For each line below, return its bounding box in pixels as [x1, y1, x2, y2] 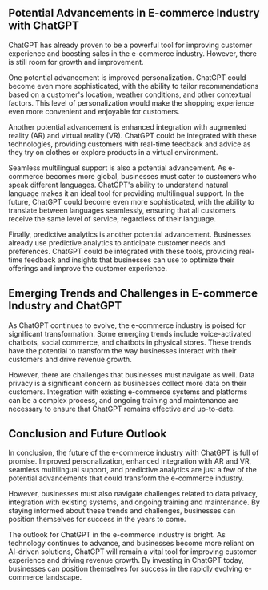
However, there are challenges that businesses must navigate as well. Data [8, 369, 255, 379]
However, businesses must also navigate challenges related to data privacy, [8, 489, 258, 499]
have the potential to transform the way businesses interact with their [8, 345, 238, 355]
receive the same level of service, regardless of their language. [8, 213, 217, 223]
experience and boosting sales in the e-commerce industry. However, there [8, 48, 258, 58]
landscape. [45, 572, 82, 582]
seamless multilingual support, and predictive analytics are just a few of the [8, 465, 258, 475]
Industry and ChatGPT [8, 299, 122, 313]
